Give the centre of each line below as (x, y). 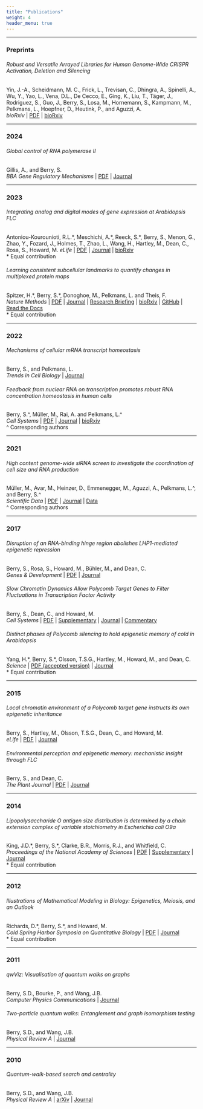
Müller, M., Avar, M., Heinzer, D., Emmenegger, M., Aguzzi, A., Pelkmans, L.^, (101, 488)
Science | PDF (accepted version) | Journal (60, 665)
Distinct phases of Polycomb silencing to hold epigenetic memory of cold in (100, 634)
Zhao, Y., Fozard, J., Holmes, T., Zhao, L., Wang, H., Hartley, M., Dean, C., (98, 243)
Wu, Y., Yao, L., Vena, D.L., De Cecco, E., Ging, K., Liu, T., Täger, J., (90, 96)
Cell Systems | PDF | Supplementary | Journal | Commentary (82, 620)
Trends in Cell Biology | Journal (45, 376)
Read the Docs (25, 308)
